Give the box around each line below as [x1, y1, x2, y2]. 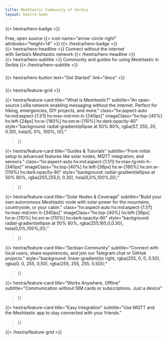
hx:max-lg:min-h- [115, 158, 152, 164]
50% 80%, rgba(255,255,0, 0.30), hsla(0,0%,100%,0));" [5, 174, 120, 180]
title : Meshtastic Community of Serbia [5, 7, 88, 12]
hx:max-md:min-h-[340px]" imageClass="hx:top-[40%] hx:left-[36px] [5, 210, 150, 216]
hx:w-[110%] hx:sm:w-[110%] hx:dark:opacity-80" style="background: [5, 215, 150, 221]
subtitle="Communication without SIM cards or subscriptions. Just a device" [5, 285, 163, 291]
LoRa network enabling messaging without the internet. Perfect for [20, 102, 158, 108]
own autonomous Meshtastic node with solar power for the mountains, [5, 199, 151, 205]
